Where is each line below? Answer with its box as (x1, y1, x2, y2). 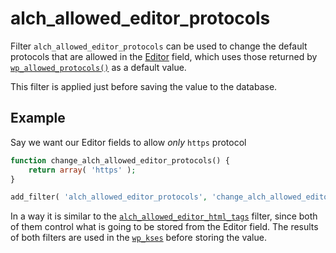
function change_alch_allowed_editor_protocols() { (10, 155, 230, 166)
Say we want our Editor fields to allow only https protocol (10, 136, 247, 148)
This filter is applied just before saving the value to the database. (10, 80, 278, 92)
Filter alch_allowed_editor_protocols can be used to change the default (10, 40, 308, 52)
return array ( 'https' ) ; (28, 165, 137, 175)
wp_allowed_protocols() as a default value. (10, 61, 187, 73)
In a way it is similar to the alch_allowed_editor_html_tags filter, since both (10, 210, 318, 222)
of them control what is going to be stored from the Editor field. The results (10, 221, 319, 233)
